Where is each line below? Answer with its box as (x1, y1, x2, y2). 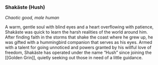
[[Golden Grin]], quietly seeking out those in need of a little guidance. (5, 55, 143, 61)
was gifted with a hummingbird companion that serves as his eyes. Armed (5, 39, 152, 45)
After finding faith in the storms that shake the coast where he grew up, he (5, 34, 153, 40)
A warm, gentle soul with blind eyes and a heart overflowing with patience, (5, 24, 154, 30)
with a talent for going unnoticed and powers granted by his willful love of (5, 45, 152, 51)
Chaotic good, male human (5, 15, 59, 21)
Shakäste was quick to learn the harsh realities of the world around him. (5, 29, 148, 35)
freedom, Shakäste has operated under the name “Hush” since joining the (5, 50, 152, 55)
